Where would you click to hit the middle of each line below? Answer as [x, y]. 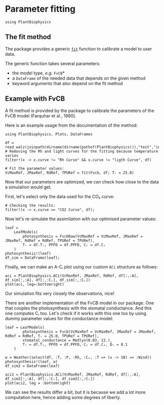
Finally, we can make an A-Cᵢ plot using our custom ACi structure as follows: [82, 267]
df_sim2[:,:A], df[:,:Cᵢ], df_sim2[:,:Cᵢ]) [50, 379]
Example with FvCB [35, 99]
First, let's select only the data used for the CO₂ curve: [60, 196]
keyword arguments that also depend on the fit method [67, 83]
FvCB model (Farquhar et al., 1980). [41, 115]
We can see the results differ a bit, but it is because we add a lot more [75, 392]
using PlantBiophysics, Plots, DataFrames [49, 134]
